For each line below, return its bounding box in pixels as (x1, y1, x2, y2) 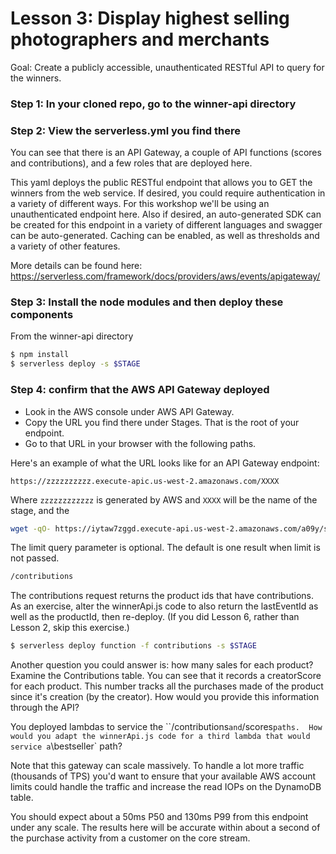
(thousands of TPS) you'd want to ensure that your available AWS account (10, 770, 317, 782)
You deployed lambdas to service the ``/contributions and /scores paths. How (10, 721, 323, 733)
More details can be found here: (10, 260, 143, 272)
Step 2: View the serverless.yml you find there (10, 123, 242, 137)
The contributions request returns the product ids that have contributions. (10, 590, 314, 602)
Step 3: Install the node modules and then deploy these (10, 295, 284, 309)
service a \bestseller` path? (10, 740, 123, 752)
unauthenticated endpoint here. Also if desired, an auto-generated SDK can (10, 208, 322, 221)
